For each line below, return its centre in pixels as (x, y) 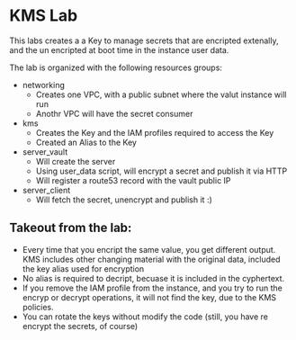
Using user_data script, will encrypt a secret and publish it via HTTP (161, 171)
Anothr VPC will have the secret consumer (114, 113)
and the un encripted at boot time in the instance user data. (119, 49)
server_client (46, 190)
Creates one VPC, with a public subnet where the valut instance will (161, 94)
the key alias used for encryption (83, 268)
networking (44, 85)
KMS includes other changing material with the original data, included (151, 259)
